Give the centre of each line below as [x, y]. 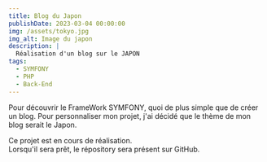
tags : [18, 62]
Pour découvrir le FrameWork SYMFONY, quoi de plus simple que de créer [133, 107]
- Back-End [34, 84]
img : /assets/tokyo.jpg [49, 31]
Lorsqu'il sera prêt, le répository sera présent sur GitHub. [104, 149]
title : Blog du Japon [45, 16]
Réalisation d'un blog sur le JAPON [78, 54]
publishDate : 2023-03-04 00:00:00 [67, 24]
